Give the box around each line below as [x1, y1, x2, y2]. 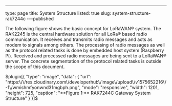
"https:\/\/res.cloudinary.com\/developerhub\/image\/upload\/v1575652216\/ [5, 79, 166, 85]
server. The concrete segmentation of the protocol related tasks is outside [5, 58, 162, 64]
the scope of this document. [5, 63, 65, 70]
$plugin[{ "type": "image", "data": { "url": [5, 74, 92, 79]
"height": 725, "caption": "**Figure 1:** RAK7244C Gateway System [5, 90, 151, 96]
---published [27, 16, 54, 22]
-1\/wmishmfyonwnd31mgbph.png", [5, 84, 81, 90]
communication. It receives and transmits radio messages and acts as [5, 36, 153, 43]
